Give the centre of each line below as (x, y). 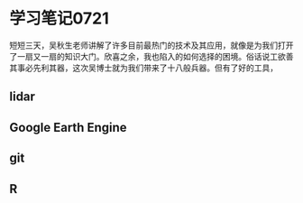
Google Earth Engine (69, 127)
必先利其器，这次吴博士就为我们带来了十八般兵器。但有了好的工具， (151, 68)
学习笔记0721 (60, 18)
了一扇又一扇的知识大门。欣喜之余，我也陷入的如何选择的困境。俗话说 (140, 56)
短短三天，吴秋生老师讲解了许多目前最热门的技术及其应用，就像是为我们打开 (151, 45)
